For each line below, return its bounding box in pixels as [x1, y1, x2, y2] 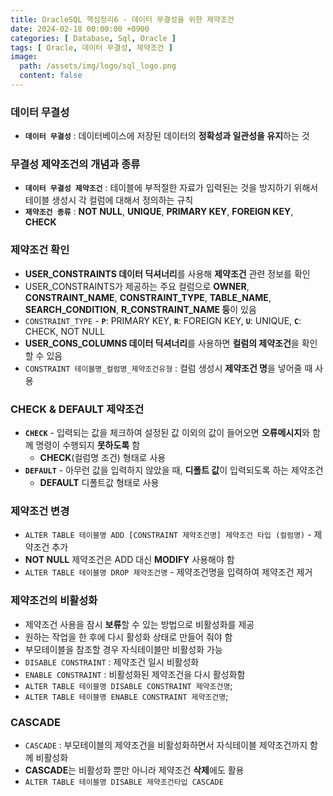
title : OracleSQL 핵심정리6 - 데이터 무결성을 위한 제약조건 [10, 14, 235, 25]
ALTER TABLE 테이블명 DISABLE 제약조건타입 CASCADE [24, 777, 224, 787]
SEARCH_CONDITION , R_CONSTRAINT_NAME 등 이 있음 [24, 303, 257, 315]
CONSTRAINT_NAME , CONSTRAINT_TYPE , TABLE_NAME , [24, 291, 272, 303]
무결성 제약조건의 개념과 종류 [10, 157, 141, 171]
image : [10, 52, 38, 62]
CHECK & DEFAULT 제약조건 [10, 402, 145, 416]
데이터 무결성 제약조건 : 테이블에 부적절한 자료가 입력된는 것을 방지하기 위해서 [24, 182, 319, 194]
